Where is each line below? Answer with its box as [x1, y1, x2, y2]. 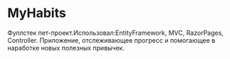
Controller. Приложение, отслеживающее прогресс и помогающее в [7, 36, 216, 44]
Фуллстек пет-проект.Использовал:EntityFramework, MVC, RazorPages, [7, 28, 224, 37]
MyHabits [7, 5, 66, 21]
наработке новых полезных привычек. [7, 43, 125, 52]
